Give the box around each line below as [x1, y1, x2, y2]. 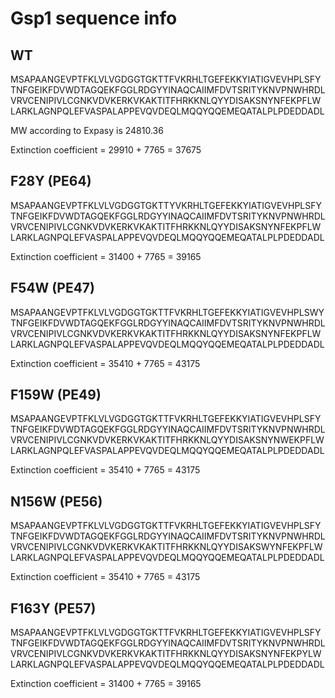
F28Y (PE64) [10, 173, 92, 190]
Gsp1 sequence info [10, 7, 178, 30]
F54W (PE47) [10, 280, 95, 297]
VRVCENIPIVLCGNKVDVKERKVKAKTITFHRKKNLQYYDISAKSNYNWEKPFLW [10, 434, 325, 446]
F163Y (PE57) [10, 600, 97, 617]
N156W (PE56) [10, 493, 103, 510]
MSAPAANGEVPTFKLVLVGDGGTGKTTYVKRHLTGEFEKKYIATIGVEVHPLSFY [10, 199, 322, 211]
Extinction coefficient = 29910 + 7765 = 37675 [10, 144, 202, 156]
